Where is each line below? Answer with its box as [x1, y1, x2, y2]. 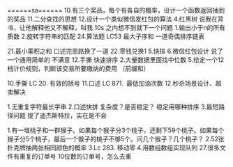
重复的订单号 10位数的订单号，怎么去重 [19, 152, 132, 160]
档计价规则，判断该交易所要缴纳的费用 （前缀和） [7, 65, 150, 72]
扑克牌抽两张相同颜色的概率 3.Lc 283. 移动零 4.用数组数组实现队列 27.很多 [7, 143, 220, 152]
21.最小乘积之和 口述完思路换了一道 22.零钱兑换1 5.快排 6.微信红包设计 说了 [7, 47, 223, 55]
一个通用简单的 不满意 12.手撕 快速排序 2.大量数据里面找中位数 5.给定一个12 [7, 56, 225, 64]
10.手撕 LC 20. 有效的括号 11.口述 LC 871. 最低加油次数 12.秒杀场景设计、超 [7, 79, 222, 87]
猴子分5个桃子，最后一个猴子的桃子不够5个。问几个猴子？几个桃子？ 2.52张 [7, 135, 225, 143]
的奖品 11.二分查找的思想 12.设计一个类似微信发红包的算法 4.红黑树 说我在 [7, 15, 218, 23]
